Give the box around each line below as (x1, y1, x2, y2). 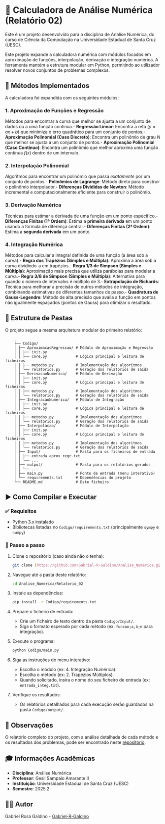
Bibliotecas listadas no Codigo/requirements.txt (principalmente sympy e (12, 524, 159, 530)
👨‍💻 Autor (5, 800, 33, 809)
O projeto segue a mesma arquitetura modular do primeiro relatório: (5, 327, 142, 333)
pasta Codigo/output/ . (19, 707, 65, 713)
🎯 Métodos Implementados (5, 82, 90, 90)
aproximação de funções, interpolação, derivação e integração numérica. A (5, 56, 159, 62)
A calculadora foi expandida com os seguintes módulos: (5, 95, 119, 100)
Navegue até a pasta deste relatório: (12, 572, 86, 578)
